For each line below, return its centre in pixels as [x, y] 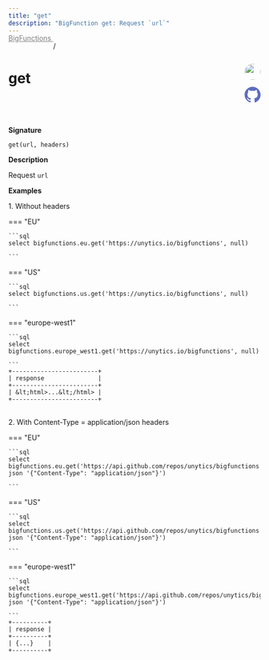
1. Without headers [39, 206]
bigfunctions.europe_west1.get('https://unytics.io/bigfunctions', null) [134, 352]
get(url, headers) [39, 145]
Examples [25, 191]
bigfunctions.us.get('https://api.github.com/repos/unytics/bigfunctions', [137, 531]
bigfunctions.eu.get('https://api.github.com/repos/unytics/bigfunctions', [137, 466]
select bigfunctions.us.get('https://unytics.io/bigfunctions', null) [128, 294]
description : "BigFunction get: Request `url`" [89, 23]
